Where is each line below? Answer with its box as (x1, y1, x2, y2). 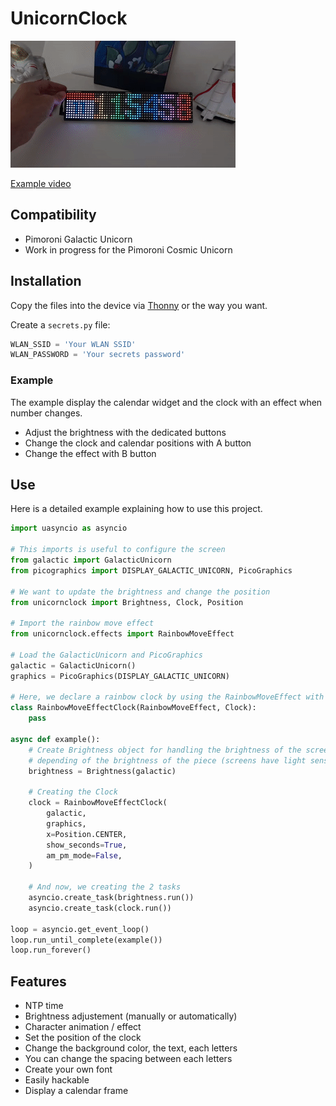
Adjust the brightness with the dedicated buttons (24, 426, 227, 438)
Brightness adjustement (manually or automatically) (24, 1010, 238, 1022)
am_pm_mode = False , (46, 850, 123, 861)
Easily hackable (24, 1074, 90, 1086)
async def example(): (10, 734, 101, 744)
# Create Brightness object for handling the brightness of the (28, 745, 302, 755)
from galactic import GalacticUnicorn (10, 555, 172, 566)
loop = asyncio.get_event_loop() (10, 924, 150, 934)
